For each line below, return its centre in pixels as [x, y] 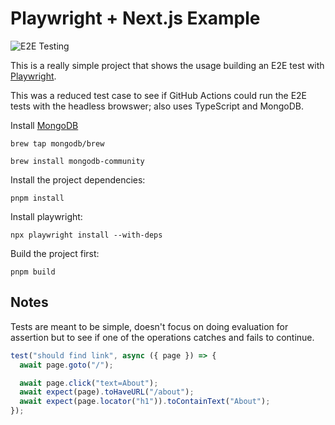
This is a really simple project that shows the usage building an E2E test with [167, 65]
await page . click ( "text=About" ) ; [89, 383]
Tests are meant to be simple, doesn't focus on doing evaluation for [149, 326]
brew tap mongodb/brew [57, 143]
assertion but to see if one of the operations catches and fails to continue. [162, 337]
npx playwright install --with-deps [86, 235]
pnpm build [33, 272]
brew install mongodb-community [77, 161]
